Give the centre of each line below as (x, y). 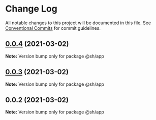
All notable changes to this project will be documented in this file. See (78, 23)
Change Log (31, 9)
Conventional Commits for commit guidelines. (53, 28)
